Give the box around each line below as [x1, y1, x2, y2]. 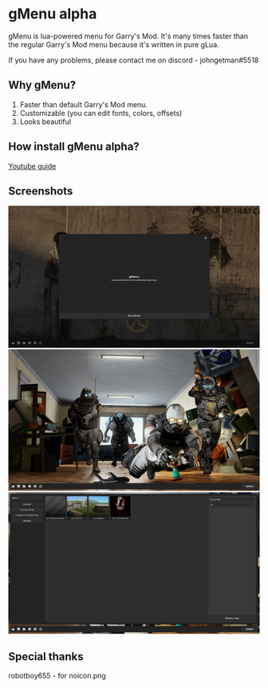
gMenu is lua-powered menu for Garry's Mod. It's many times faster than [8, 31, 249, 41]
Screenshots [8, 184, 73, 198]
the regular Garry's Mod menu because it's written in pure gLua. [8, 39, 219, 49]
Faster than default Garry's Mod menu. [19, 99, 148, 109]
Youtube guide [8, 161, 57, 170]
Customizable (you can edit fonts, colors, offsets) [19, 108, 183, 118]
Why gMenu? [8, 78, 77, 92]
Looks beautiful [19, 117, 72, 126]
